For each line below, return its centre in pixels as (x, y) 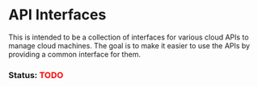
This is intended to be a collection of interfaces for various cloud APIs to (129, 37)
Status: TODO (36, 75)
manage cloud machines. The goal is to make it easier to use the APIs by (129, 45)
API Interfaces (57, 15)
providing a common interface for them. (75, 54)
